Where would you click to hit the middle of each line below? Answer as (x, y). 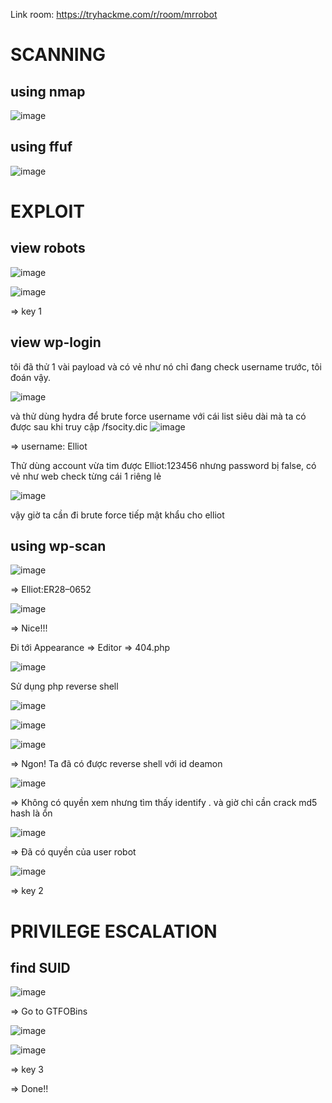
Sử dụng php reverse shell (64, 686)
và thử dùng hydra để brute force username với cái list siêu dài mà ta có (158, 416)
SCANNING (58, 55)
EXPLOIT (47, 211)
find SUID (40, 968)
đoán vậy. (30, 377)
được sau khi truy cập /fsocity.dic (79, 426)
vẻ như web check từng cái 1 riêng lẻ (86, 476)
